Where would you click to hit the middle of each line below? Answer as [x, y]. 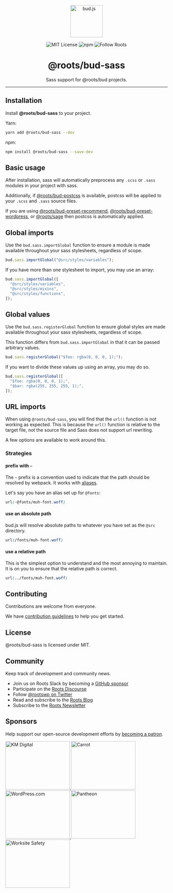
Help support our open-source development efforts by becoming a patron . [84, 734]
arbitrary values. [23, 348]
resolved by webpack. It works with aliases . [51, 483]
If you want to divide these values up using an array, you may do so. [78, 367]
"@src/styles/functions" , [38, 293]
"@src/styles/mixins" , [34, 289]
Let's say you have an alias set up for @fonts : [53, 493]
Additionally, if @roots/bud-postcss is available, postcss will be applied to [83, 196]
